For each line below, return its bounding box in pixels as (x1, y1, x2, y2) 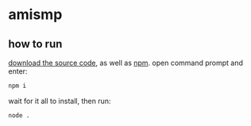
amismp (8, 6, 63, 24)
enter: (8, 67, 28, 76)
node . (8, 111, 30, 120)
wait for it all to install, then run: (8, 96, 111, 105)
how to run (8, 37, 63, 51)
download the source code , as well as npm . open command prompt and (8, 58, 244, 67)
